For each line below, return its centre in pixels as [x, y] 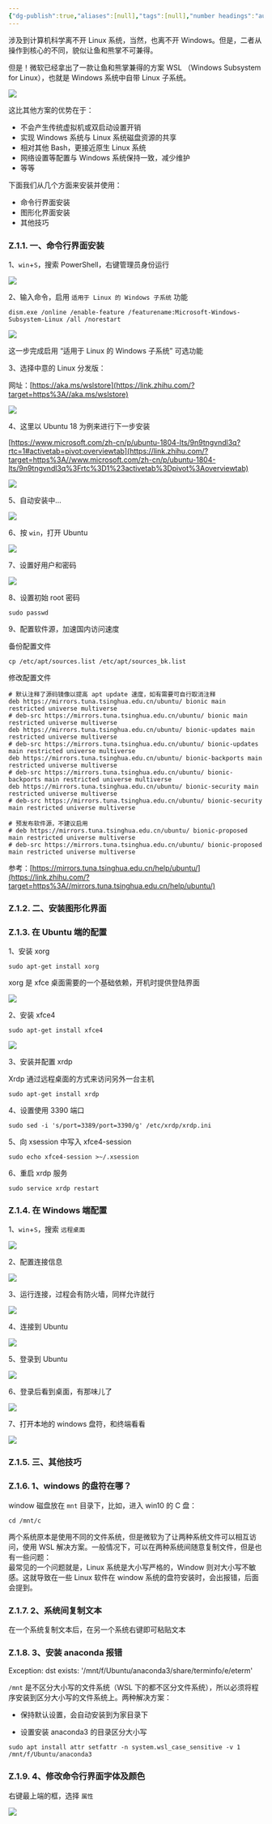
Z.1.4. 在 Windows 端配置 [58, 1210]
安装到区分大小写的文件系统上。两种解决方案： [93, 1698]
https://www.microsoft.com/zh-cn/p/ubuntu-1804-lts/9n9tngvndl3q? [126, 442]
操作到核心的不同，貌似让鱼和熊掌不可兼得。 [83, 50]
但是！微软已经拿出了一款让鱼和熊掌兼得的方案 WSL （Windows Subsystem [135, 67]
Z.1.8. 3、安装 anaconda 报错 [66, 1652]
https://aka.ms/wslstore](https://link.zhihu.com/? [113, 385]
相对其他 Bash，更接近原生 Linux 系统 [83, 148]
